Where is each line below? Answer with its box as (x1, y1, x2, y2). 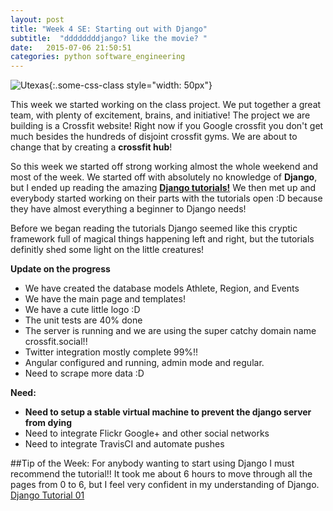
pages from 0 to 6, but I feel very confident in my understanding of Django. (10, 479, 320, 491)
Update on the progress (10, 263, 111, 275)
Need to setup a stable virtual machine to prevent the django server (24, 406, 312, 418)
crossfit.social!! (24, 336, 88, 348)
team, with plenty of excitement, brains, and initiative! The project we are (10, 109, 311, 121)
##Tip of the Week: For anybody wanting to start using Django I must (10, 457, 295, 470)
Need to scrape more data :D (24, 367, 145, 380)
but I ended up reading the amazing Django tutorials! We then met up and (10, 182, 317, 194)
